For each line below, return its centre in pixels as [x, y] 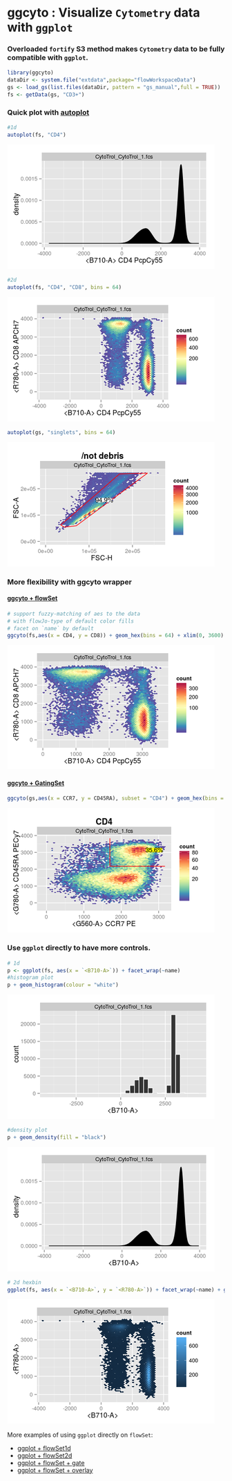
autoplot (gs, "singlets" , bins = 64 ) [61, 432]
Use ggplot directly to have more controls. [79, 948]
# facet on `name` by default [51, 628]
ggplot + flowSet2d [45, 1455]
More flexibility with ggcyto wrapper [70, 582]
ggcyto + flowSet [32, 598]
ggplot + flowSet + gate [51, 1462]
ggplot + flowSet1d [44, 1448]
